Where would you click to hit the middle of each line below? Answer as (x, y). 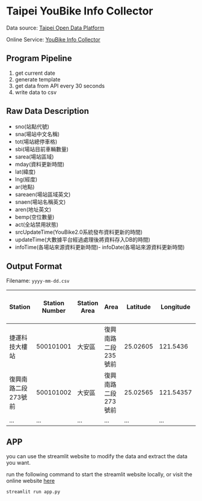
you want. (19, 463)
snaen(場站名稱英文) (40, 202)
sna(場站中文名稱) (37, 134)
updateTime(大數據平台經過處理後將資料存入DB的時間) (82, 239)
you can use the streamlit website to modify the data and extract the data (97, 456)
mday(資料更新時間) (40, 164)
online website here (31, 481)
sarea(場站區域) (34, 156)
